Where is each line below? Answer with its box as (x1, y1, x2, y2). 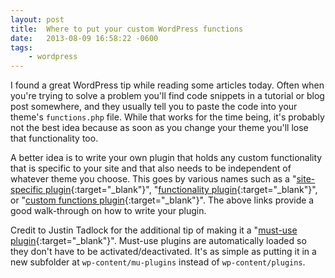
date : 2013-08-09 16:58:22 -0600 (10, 33, 159, 43)
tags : (10, 42, 33, 53)
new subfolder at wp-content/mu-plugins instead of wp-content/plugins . (10, 256, 306, 268)
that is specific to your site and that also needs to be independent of (10, 162, 292, 175)
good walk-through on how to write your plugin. (10, 205, 207, 217)
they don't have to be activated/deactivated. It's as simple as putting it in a (10, 246, 317, 258)
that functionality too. (10, 132, 99, 145)
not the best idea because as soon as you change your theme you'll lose (10, 122, 309, 134)
